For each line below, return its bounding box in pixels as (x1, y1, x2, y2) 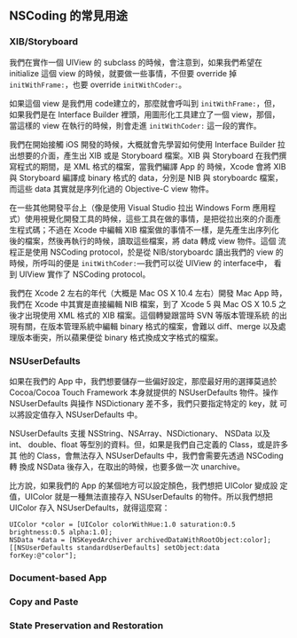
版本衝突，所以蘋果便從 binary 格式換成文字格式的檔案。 (16, 332, 223, 343)
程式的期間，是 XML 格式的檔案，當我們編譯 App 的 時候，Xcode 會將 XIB (16, 161, 286, 171)
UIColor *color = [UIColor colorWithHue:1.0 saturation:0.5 (9, 520, 237, 529)
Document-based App (9, 571, 107, 584)
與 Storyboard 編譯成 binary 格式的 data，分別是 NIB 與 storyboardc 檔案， (9, 172, 284, 183)
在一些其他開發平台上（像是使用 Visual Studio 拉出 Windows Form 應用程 (9, 202, 277, 213)
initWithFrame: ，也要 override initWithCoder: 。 (9, 79, 187, 90)
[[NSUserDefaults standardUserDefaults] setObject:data (9, 543, 220, 552)
